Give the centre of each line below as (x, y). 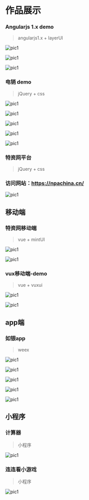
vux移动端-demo (26, 273)
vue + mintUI (31, 239)
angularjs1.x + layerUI (40, 38)
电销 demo (18, 82)
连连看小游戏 (21, 469)
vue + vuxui (30, 285)
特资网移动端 (21, 228)
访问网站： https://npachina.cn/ (45, 183)
